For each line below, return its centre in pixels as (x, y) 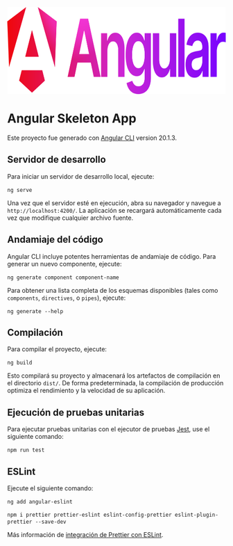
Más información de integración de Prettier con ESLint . (85, 535)
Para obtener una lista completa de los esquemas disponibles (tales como (113, 290)
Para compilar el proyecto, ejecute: (57, 349)
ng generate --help (35, 311)
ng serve (20, 190)
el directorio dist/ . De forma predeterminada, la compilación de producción (115, 383)
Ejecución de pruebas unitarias (76, 412)
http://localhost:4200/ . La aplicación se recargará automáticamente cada (114, 210)
